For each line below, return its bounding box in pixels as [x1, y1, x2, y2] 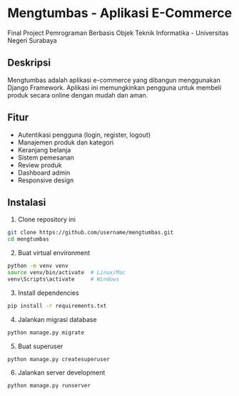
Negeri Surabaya [7, 36, 57, 44]
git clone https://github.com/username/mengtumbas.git [7, 229, 174, 236]
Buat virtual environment [17, 249, 91, 257]
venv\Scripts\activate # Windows [7, 276, 120, 283]
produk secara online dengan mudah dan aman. [7, 90, 148, 99]
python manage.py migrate [7, 329, 84, 336]
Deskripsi [7, 57, 51, 69]
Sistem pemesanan [17, 153, 75, 162]
